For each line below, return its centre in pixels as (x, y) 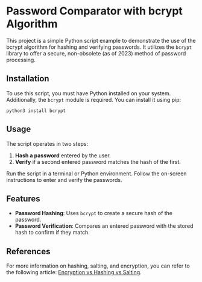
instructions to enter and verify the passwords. (64, 180)
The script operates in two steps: (47, 143)
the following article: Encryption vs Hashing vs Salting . (74, 272)
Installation (28, 79)
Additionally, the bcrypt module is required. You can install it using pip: (94, 99)
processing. (21, 60)
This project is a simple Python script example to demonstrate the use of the (101, 40)
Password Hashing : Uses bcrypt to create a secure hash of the (94, 213)
